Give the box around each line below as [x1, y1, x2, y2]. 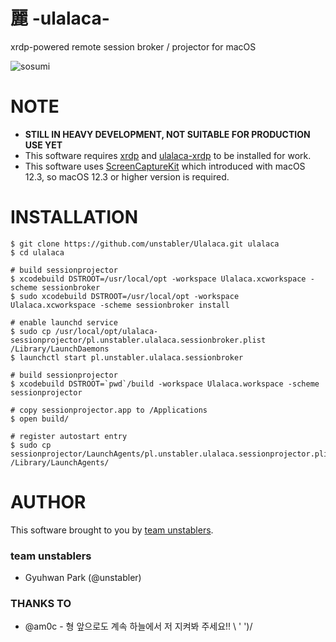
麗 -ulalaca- [10, 7, 110, 30]
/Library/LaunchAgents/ [10, 457, 110, 468]
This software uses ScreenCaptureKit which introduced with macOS [24, 160, 306, 172]
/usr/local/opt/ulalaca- [54, 326, 159, 336]
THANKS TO [10, 596, 72, 610]
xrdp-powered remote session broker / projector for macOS [10, 40, 257, 53]
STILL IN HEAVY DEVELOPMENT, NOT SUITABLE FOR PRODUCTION [24, 128, 311, 140]
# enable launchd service [10, 317, 118, 328]
